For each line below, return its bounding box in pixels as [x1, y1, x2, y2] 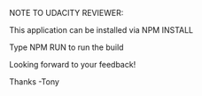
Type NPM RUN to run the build [9, 42, 124, 52]
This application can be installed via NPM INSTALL [9, 25, 193, 35]
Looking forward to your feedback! [9, 60, 136, 69]
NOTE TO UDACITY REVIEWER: [9, 8, 124, 18]
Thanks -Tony [9, 76, 60, 87]
